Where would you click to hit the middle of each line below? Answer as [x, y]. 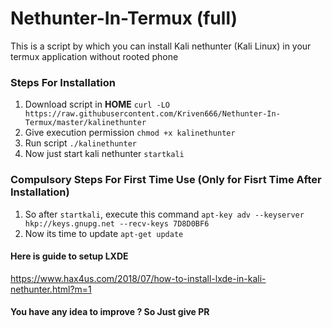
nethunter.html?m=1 [51, 289]
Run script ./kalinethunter [80, 143]
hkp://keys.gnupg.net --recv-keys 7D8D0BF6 [117, 223]
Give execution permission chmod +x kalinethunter [130, 133]
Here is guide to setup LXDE [69, 256]
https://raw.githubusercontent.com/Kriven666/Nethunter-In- [152, 114]
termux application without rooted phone [94, 56]
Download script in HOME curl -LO [97, 104]
